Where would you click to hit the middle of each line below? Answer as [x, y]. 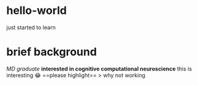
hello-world [37, 11]
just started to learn [31, 27]
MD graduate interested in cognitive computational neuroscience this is [99, 69]
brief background [51, 52]
